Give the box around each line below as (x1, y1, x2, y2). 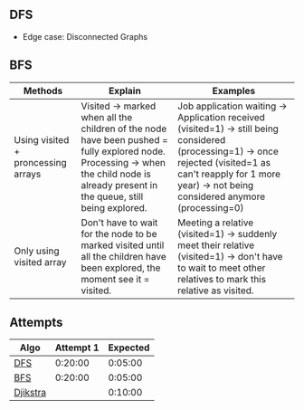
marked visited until (81, 239, 165, 252)
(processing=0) (177, 201, 244, 214)
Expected (108, 341, 150, 354)
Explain (108, 84, 142, 97)
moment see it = (81, 272, 150, 285)
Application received (177, 110, 265, 123)
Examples (212, 84, 256, 97)
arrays (14, 167, 42, 180)
